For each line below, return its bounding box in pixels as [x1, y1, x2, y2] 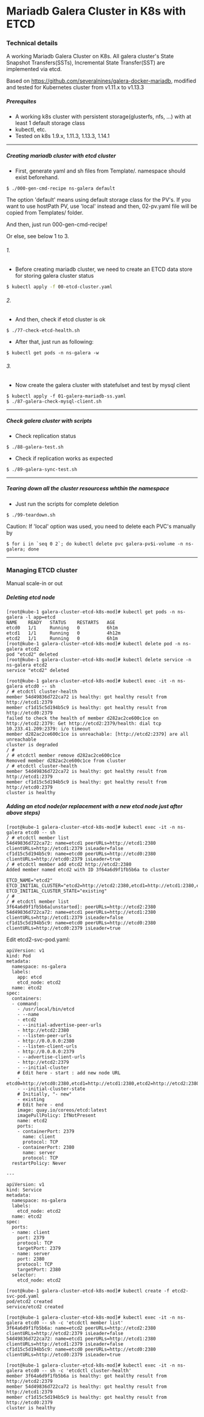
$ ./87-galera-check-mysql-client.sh [6, 398, 102, 405]
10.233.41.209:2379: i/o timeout [6, 726, 91, 732]
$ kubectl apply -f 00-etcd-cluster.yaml [6, 284, 113, 290]
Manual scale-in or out [6, 580, 63, 587]
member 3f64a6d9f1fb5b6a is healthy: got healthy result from [6, 1373, 167, 1379]
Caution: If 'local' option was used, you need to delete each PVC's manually [6, 523, 196, 530]
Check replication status [15, 432, 76, 439]
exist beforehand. [15, 174, 59, 181]
